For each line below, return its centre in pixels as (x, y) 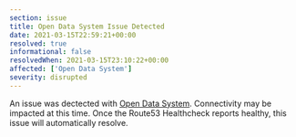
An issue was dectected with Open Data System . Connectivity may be (140, 103)
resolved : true (38, 43)
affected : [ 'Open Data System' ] (71, 69)
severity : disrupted (49, 78)
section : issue (38, 18)
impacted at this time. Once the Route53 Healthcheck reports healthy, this (148, 113)
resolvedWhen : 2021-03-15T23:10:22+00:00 (89, 60)
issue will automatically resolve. (69, 122)
